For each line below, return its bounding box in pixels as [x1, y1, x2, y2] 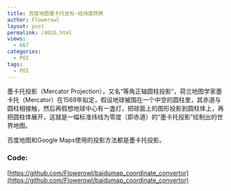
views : [7, 36, 26, 42]
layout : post [7, 23, 45, 29]
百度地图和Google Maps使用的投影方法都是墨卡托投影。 [7, 136, 166, 144]
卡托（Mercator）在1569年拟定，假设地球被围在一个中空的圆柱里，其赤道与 [7, 95, 221, 103]
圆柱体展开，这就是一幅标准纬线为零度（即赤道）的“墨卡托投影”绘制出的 [12, 112, 218, 120]
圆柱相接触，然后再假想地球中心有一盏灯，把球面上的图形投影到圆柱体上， [7, 104, 218, 112]
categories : [7, 49, 41, 55]
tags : [7, 61, 23, 68]
